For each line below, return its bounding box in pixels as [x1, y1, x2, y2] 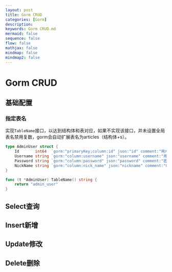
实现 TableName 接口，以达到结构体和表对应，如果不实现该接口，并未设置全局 [5, 128, 165, 134]
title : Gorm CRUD [5, 12, 42, 17]
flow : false [5, 41, 31, 46]
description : [5, 21, 33, 27]
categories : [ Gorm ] [5, 17, 47, 22]
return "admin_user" [14, 182, 58, 187]
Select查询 [5, 202, 40, 211]
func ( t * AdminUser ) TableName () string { [5, 177, 97, 182]
